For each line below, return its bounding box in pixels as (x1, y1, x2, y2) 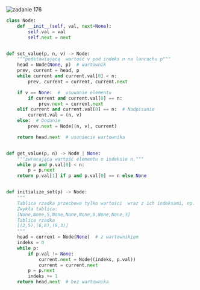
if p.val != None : (28, 251, 74, 257)
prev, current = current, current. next (28, 79, 128, 85)
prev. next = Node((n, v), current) (28, 123, 117, 129)
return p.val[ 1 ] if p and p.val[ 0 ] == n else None (17, 173, 147, 179)
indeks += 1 (28, 273, 58, 280)
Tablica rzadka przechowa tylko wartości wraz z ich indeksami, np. (17, 200, 196, 206)
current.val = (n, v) (28, 112, 83, 118)
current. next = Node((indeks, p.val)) (38, 256, 136, 262)
